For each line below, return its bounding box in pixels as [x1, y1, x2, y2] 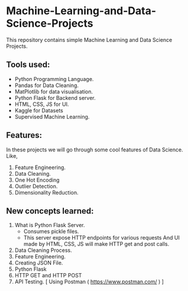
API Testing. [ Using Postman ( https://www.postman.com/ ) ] [14, 278, 164, 285]
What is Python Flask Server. [14, 222, 85, 229]
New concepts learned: [6, 206, 94, 216]
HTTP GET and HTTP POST [14, 272, 82, 279]
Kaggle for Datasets [14, 106, 63, 114]
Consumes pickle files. [23, 228, 79, 235]
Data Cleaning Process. [14, 247, 72, 254]
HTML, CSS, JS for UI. [14, 101, 69, 108]
